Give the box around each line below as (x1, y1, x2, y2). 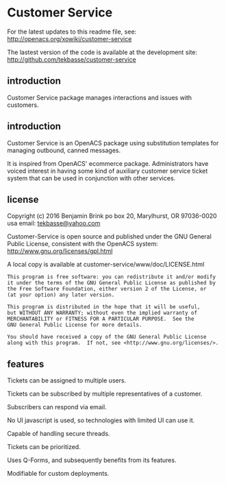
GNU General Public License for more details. (7, 322, 142, 328)
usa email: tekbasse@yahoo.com (7, 219, 101, 228)
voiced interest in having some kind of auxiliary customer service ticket (7, 167, 208, 175)
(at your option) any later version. (7, 291, 115, 299)
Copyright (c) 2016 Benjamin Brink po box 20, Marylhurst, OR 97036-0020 (7, 212, 217, 220)
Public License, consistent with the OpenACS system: (7, 240, 159, 248)
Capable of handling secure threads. (7, 430, 110, 438)
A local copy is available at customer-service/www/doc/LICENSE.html (7, 261, 205, 269)
